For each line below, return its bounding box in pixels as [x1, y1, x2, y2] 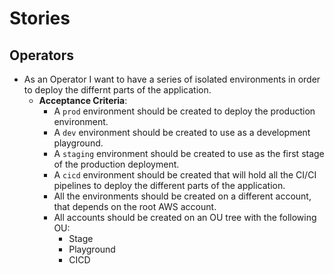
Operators [9, 47, 75, 64]
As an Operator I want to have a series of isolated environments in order [23, 73, 321, 85]
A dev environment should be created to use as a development [53, 127, 311, 138]
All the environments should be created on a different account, [53, 190, 312, 202]
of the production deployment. [53, 158, 180, 170]
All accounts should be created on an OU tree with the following [53, 212, 317, 223]
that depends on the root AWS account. [53, 201, 217, 212]
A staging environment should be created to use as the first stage [53, 148, 325, 159]
